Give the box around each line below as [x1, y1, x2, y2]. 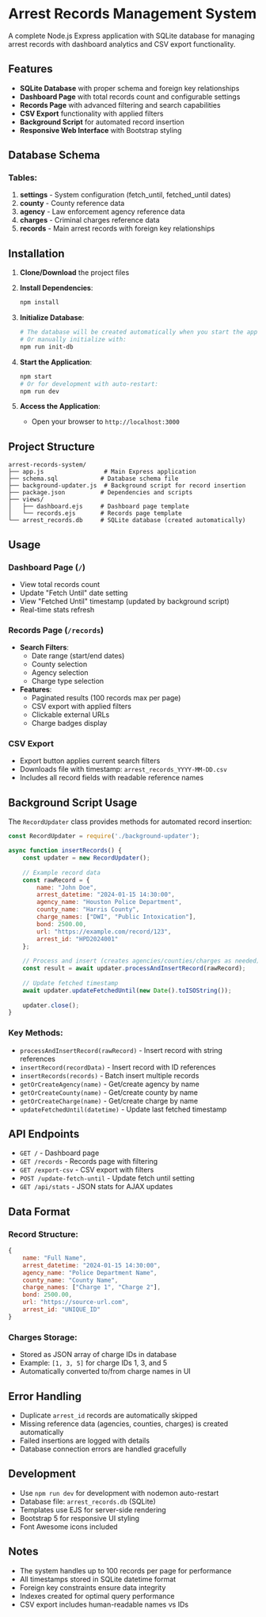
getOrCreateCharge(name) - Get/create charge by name [19, 1096, 199, 1105]
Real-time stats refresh [19, 604, 95, 614]
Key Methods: [8, 1028, 63, 1039]
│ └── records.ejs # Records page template [8, 509, 182, 517]
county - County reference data [19, 199, 125, 208]
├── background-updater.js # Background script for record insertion [8, 482, 246, 490]
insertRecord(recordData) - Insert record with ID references [19, 1062, 216, 1072]
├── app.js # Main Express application [8, 468, 196, 476]
